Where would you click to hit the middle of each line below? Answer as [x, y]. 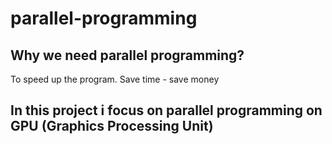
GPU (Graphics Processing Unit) [112, 126]
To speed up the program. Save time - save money [115, 79]
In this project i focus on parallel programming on [166, 110]
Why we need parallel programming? [127, 55]
